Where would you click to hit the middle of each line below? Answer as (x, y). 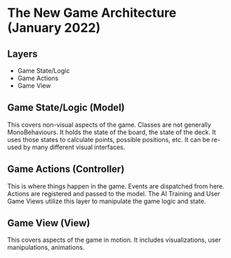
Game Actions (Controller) (66, 169)
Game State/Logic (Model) (66, 108)
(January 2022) (54, 28)
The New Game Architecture (92, 13)
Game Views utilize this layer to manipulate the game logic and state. (107, 201)
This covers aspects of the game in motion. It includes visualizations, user (114, 240)
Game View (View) (49, 223)
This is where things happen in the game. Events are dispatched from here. (116, 186)
